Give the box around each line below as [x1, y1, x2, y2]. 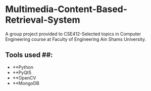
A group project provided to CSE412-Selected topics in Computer [5, 31, 141, 37]
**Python [12, 64, 34, 70]
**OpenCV [12, 74, 36, 81]
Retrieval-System [5, 14, 80, 26]
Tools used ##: [5, 51, 53, 59]
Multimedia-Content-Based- [5, 4, 128, 15]
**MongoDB [12, 80, 39, 86]
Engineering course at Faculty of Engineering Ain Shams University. [5, 36, 146, 42]
